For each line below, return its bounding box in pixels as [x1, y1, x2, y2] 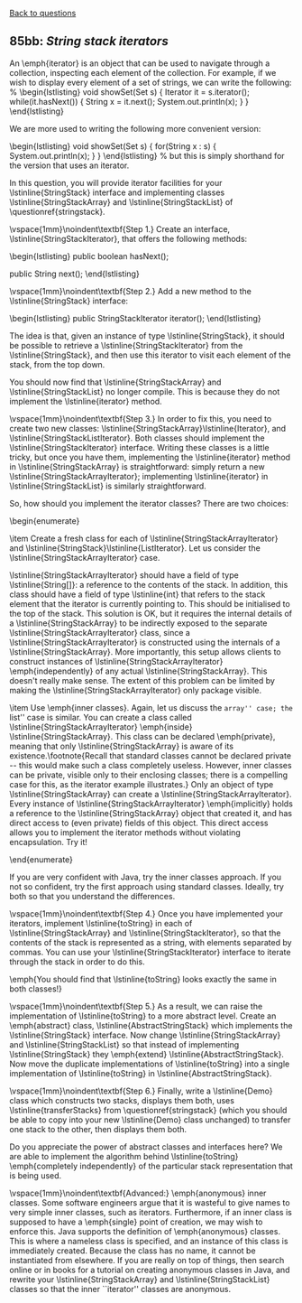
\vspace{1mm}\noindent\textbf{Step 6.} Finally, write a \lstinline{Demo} [9, 1085, 273, 1096]
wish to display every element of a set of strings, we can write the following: [9, 77, 292, 88]
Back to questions [9, 8, 77, 18]
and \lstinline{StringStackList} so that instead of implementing [9, 1038, 240, 1050]
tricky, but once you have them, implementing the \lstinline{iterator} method [9, 451, 291, 462]
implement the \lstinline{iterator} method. [9, 396, 162, 406]
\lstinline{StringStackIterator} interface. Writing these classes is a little [9, 442, 270, 452]
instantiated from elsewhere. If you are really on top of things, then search [9, 1254, 285, 1265]
